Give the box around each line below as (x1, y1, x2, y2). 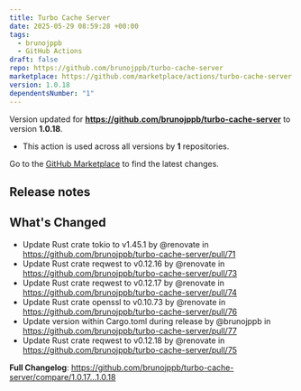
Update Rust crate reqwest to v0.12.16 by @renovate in (22, 258, 225, 269)
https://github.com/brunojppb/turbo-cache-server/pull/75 (22, 344, 237, 355)
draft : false (9, 55, 59, 64)
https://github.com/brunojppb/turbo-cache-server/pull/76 (22, 306, 238, 317)
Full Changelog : (9, 362, 69, 373)
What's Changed (9, 215, 106, 230)
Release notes (9, 184, 91, 200)
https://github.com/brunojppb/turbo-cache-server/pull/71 (22, 248, 236, 259)
